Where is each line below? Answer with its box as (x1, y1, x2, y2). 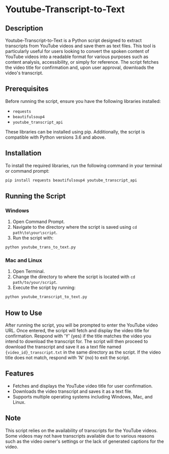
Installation (5, 149, 42, 157)
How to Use (5, 308, 43, 317)
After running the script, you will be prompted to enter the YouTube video (5, 322, 158, 328)
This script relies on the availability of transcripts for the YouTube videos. (5, 427, 158, 434)
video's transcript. (5, 70, 44, 76)
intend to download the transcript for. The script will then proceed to (5, 338, 148, 344)
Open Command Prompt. (12, 219, 65, 225)
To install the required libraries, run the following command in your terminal (5, 162, 162, 169)
